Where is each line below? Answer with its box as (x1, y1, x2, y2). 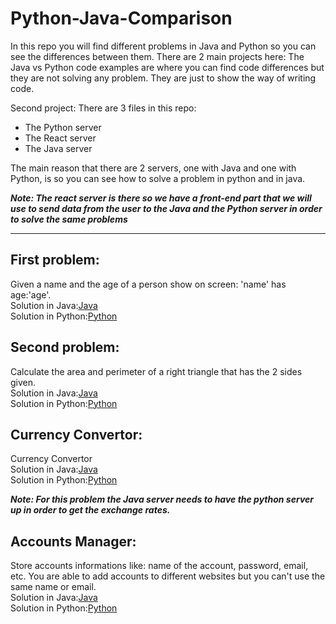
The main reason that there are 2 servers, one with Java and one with (10, 162, 297, 174)
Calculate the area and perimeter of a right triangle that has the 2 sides (10, 365, 303, 377)
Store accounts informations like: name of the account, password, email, (10, 560, 309, 572)
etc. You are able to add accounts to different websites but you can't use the (10, 570, 326, 582)
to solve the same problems (10, 213, 128, 225)
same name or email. (10, 581, 97, 593)
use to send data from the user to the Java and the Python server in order (10, 202, 323, 214)
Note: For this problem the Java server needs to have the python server (10, 493, 314, 506)
